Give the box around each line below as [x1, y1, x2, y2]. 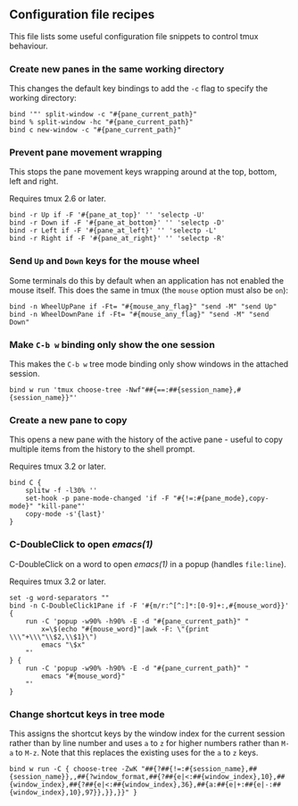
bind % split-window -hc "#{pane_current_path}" [9, 118, 194, 127]
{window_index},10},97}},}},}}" [9, 787, 129, 797]
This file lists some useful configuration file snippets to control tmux [9, 30, 259, 41]
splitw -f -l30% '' [25, 487, 98, 496]
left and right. [9, 176, 59, 187]
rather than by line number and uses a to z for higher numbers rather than [9, 737, 279, 748]
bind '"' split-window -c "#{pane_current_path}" [9, 110, 198, 119]
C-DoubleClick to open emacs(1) [9, 539, 153, 551]
